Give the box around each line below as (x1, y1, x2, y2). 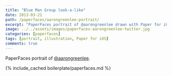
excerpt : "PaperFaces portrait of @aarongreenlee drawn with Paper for (5, 22, 161, 27)
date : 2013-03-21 (5, 12, 42, 17)
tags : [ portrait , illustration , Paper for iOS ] (5, 36, 109, 42)
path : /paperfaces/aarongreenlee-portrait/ (5, 17, 100, 22)
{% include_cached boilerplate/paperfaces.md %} (5, 65, 111, 71)
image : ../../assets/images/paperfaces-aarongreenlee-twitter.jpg (5, 27, 150, 32)
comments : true (5, 41, 38, 46)
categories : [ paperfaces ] (5, 31, 60, 36)
